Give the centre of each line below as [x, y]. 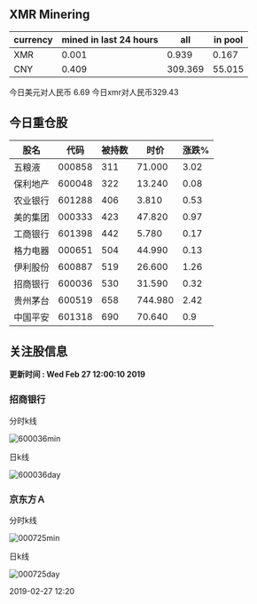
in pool [229, 39]
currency [33, 39]
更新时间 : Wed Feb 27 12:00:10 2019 [78, 374]
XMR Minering [50, 15]
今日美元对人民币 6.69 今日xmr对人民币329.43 [94, 91]
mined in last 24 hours [110, 39]
